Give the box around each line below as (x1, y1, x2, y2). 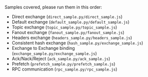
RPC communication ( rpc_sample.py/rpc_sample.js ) (11, 66, 117, 72)
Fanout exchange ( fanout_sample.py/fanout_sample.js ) (11, 30, 124, 35)
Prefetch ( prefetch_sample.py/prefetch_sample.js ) (11, 61, 115, 67)
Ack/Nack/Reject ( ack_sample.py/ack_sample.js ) (11, 56, 111, 61)
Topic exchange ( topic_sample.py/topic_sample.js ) (11, 24, 117, 30)
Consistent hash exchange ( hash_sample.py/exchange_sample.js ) (11, 40, 144, 46)
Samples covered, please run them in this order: (4, 4, 102, 10)
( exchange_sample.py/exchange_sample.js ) (11, 50, 97, 56)
